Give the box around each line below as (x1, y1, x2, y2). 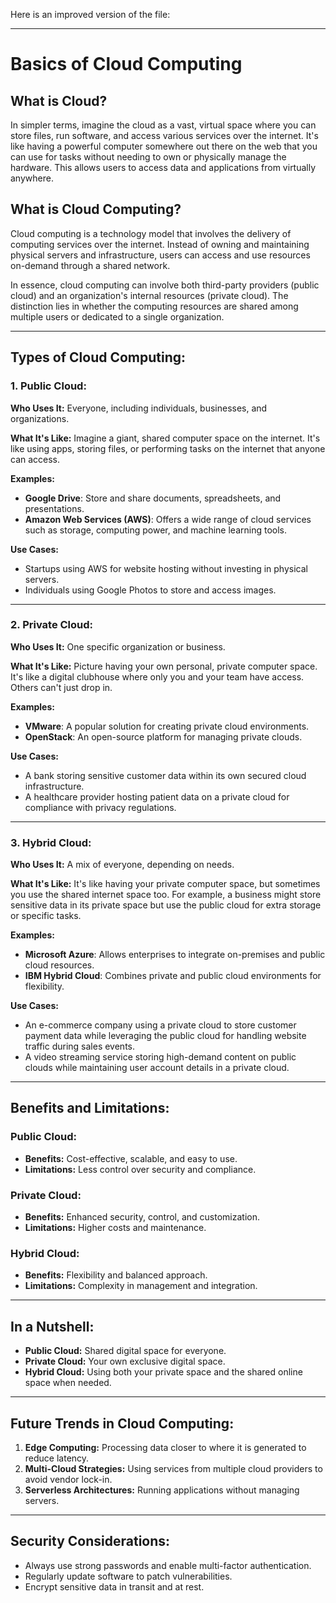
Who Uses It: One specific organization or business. (10, 640, 226, 653)
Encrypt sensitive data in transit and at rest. (24, 1580, 205, 1593)
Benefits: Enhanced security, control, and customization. (24, 1211, 260, 1223)
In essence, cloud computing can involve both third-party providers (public (10, 279, 320, 291)
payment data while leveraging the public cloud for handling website (24, 1030, 307, 1042)
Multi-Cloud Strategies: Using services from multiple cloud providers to (24, 1463, 323, 1474)
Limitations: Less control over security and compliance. (24, 1163, 257, 1175)
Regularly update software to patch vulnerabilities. (24, 1570, 233, 1582)
